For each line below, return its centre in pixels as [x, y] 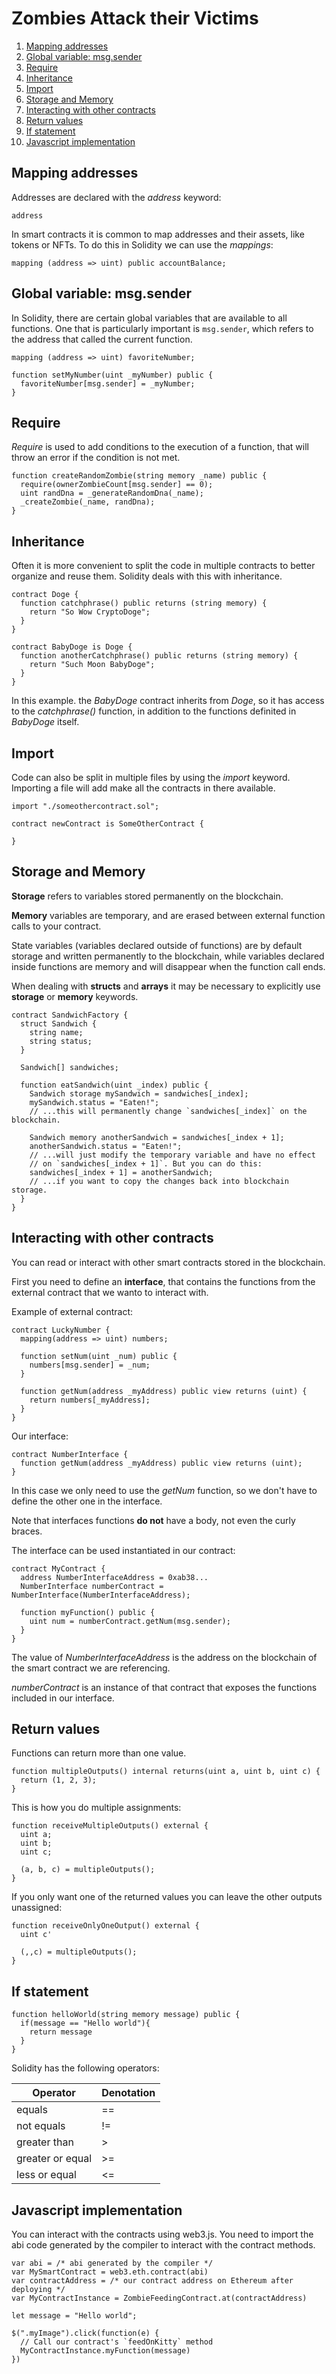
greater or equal [54, 2159]
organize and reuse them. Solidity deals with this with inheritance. [147, 576]
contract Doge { [45, 595]
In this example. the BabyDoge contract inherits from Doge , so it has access [168, 701]
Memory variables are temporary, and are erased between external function [168, 915]
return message [61, 2032]
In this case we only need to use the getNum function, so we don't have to [164, 1490]
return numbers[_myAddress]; [90, 1400]
